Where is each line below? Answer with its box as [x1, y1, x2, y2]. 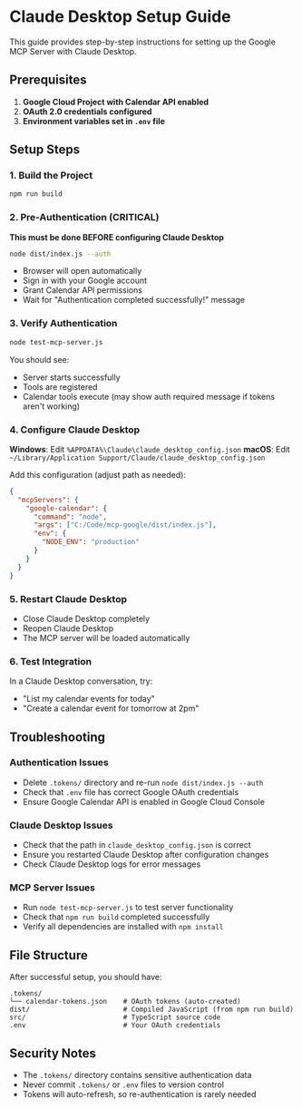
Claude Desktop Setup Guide [9, 6, 231, 27]
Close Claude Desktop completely [22, 613, 151, 624]
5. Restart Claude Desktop [9, 592, 128, 605]
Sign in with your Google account [22, 275, 148, 287]
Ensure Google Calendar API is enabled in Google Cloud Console [22, 796, 266, 807]
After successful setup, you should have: [9, 972, 162, 983]
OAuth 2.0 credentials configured [22, 106, 152, 117]
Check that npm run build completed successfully [22, 911, 210, 922]
